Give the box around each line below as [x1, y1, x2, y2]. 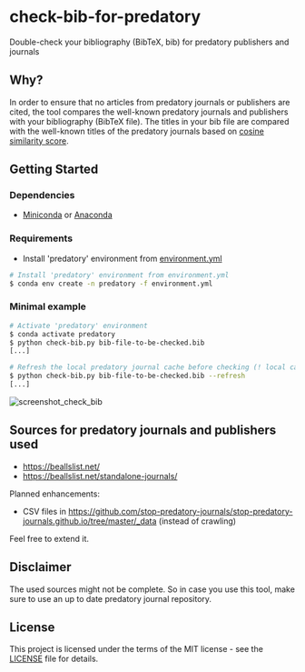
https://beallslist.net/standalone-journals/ [22, 470, 178, 481]
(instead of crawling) [158, 516, 237, 527]
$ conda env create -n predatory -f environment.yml [9, 279, 213, 288]
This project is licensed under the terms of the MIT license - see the [9, 644, 263, 655]
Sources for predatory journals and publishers [9, 423, 277, 438]
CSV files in [22, 506, 66, 517]
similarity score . [9, 135, 70, 146]
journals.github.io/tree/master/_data [22, 516, 157, 527]
